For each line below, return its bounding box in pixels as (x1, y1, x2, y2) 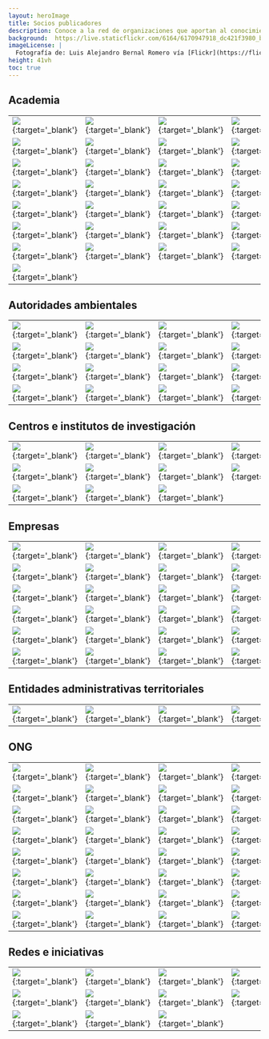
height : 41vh (8, 57, 52, 65)
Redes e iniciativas (8, 945, 104, 959)
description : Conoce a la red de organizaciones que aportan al (8, 26, 227, 34)
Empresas (8, 519, 60, 533)
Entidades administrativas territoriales (8, 682, 204, 696)
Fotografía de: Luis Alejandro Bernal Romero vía (15, 49, 184, 57)
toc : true (8, 64, 42, 72)
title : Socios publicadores (8, 19, 102, 27)
